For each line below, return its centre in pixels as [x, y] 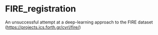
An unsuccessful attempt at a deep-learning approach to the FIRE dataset [79, 22]
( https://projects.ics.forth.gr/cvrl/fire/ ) [43, 27]
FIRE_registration [41, 9]
